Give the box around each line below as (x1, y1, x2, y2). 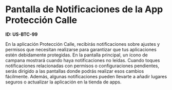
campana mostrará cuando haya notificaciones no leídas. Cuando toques (5, 57, 160, 63)
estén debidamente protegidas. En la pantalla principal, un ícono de (5, 52, 148, 58)
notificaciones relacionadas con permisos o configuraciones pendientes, (5, 63, 160, 69)
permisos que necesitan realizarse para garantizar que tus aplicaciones (5, 46, 157, 52)
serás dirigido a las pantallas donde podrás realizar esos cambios (5, 68, 144, 74)
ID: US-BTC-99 (5, 31, 38, 37)
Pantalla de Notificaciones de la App (5, 4, 163, 15)
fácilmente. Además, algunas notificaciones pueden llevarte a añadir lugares (5, 73, 167, 79)
